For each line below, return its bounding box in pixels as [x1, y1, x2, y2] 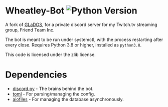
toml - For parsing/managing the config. [12, 90, 95, 97]
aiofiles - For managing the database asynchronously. [12, 96, 124, 102]
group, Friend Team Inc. [5, 26, 55, 32]
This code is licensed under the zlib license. [5, 51, 96, 57]
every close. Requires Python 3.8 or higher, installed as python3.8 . [5, 41, 142, 47]
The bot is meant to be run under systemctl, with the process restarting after [5, 36, 163, 42]
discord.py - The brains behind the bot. [12, 85, 94, 91]
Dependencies [5, 69, 67, 80]
